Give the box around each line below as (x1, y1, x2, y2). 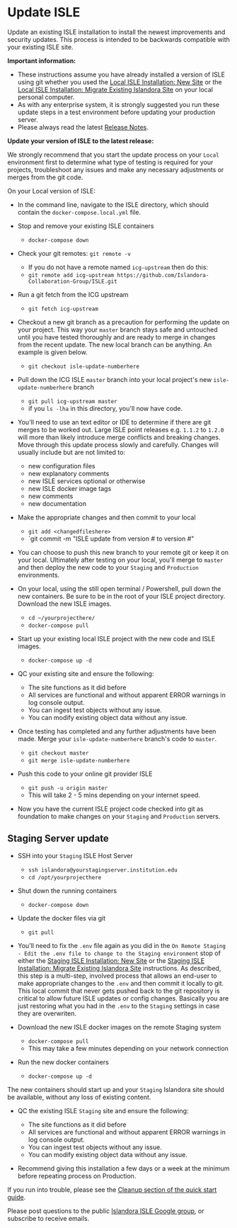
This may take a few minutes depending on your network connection (28, 1044, 229, 1052)
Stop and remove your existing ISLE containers (17, 221, 154, 230)
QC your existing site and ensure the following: (17, 669, 154, 677)
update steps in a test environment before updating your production (17, 108, 216, 116)
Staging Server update (7, 833, 110, 845)
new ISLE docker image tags (28, 484, 112, 492)
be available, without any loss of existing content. (7, 1093, 151, 1101)
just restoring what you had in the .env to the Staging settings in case (17, 1001, 220, 1010)
